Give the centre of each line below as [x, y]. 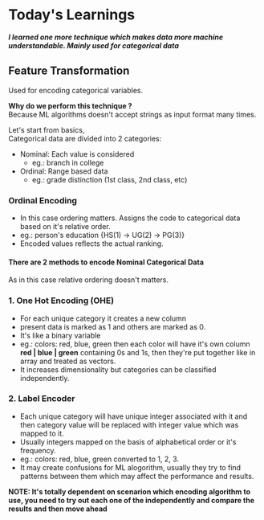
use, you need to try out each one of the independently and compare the [132, 500]
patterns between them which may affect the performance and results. [137, 476]
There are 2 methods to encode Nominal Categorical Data [106, 262]
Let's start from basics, [47, 129]
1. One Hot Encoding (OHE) [61, 301]
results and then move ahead [58, 509]
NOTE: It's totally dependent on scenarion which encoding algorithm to [130, 491]
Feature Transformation [69, 71]
